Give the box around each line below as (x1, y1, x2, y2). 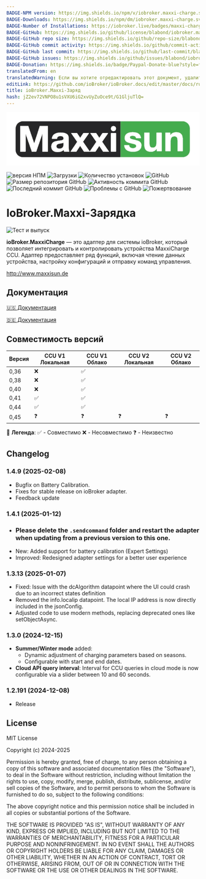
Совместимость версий (6, 334, 104, 344)
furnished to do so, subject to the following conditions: (6, 791, 144, 798)
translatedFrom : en (6, 68, 56, 74)
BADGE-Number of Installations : (6, 23, 89, 29)
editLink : (6, 81, 32, 87)
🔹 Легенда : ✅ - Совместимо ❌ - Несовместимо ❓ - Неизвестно (6, 428, 174, 436)
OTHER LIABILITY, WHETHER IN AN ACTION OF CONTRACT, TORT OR (6, 853, 185, 861)
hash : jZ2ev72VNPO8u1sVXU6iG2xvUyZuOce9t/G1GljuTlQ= (6, 94, 144, 101)
